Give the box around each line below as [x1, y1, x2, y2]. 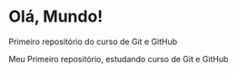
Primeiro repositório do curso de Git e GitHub [8, 36, 178, 47]
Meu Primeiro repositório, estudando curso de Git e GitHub [8, 53, 229, 64]
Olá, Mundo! [8, 6, 104, 27]
